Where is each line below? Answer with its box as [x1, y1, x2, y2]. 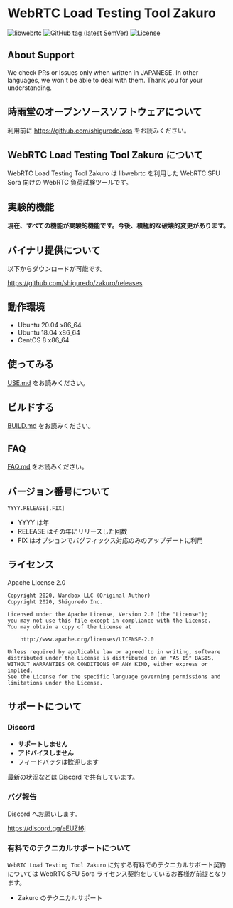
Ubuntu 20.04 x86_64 [17, 320, 82, 329]
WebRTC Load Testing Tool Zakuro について [7, 148, 204, 161]
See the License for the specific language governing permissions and [7, 673, 221, 680]
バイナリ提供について [7, 244, 101, 256]
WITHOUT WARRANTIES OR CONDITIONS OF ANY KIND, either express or [7, 660, 208, 668]
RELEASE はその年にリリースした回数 [17, 527, 128, 536]
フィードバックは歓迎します [17, 757, 99, 766]
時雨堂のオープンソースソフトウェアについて [7, 106, 202, 118]
